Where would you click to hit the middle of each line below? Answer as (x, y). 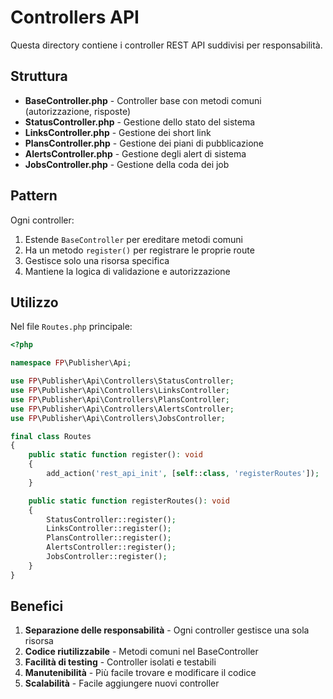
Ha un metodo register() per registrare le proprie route (139, 250)
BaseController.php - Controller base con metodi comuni (143, 100)
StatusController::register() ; (111, 519)
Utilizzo (34, 302)
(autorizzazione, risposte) (78, 111)
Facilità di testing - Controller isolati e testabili (120, 662)
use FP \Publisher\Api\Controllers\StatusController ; (122, 381)
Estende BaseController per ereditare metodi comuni (134, 239)
